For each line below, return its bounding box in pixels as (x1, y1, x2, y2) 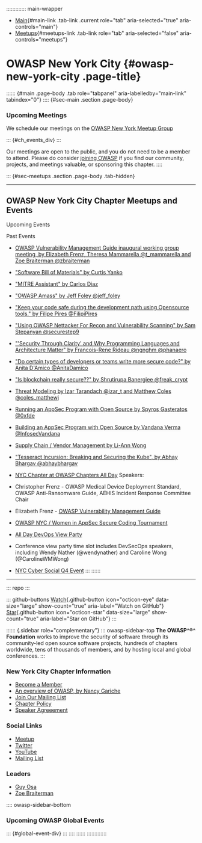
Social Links (6, 721, 43, 730)
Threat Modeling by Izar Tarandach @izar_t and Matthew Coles (14, 388, 171, 395)
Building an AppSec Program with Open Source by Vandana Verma (14, 424, 181, 431)
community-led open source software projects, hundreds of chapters (6, 640, 178, 647)
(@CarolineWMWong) (14, 555, 69, 563)
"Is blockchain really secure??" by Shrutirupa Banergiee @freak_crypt (14, 376, 188, 383)
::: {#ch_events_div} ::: (6, 137, 61, 144)
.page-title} (82, 70, 141, 84)
